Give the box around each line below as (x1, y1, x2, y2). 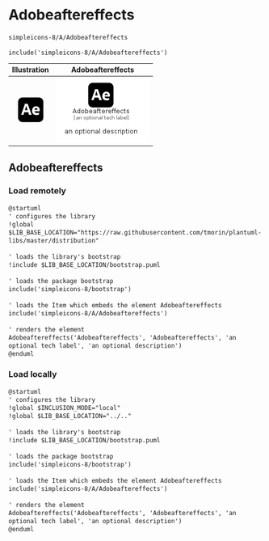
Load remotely (8, 184, 67, 196)
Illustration (11, 65, 50, 74)
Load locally (8, 368, 57, 379)
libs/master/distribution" (8, 236, 99, 244)
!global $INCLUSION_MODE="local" (8, 404, 121, 412)
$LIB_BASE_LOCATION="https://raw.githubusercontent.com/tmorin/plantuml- (8, 228, 263, 236)
